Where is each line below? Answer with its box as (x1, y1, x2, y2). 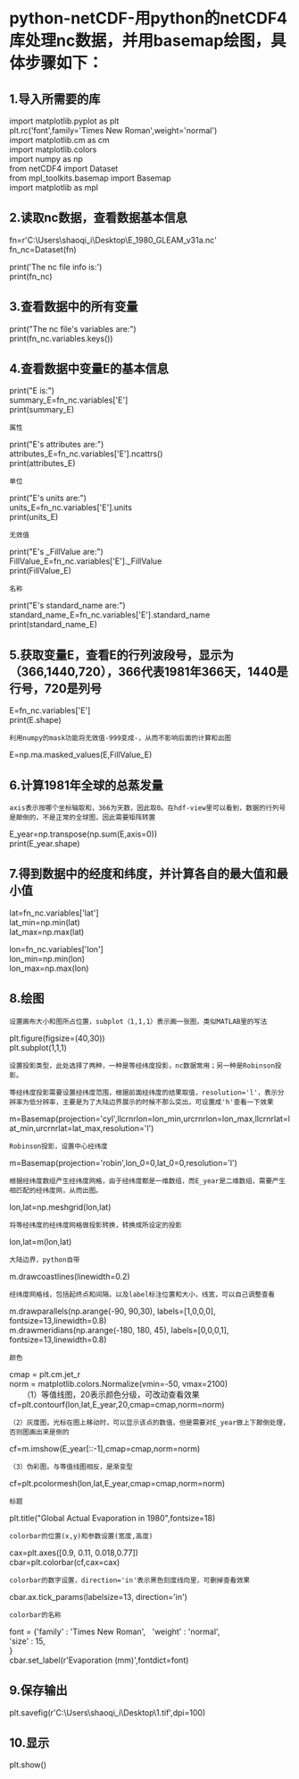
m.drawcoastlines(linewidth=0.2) (9, 1271, 131, 1281)
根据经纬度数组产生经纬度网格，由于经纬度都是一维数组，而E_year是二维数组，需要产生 (9, 1176, 286, 1186)
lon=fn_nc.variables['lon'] (9, 943, 104, 954)
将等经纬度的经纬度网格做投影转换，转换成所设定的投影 (9, 1221, 183, 1230)
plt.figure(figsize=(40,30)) (9, 1033, 105, 1043)
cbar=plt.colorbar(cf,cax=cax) (9, 1556, 120, 1567)
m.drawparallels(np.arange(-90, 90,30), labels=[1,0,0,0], (9, 1306, 216, 1316)
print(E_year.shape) (9, 838, 80, 849)
